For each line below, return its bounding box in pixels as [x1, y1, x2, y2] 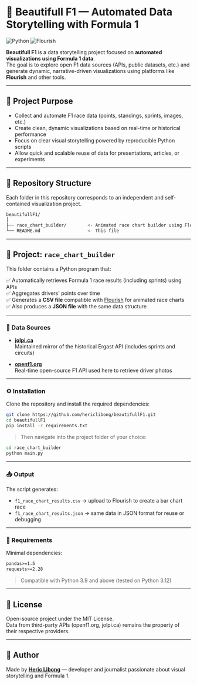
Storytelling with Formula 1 [6, 18, 139, 31]
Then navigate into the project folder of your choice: [20, 434, 147, 441]
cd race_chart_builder [6, 445, 62, 451]
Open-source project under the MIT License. [6, 615, 114, 622]
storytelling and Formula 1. [6, 672, 70, 679]
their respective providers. [6, 628, 70, 634]
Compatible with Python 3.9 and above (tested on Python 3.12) [20, 577, 172, 584]
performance [14, 131, 47, 138]
